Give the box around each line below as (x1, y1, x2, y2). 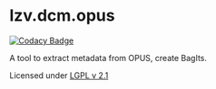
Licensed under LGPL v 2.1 (9, 69, 109, 81)
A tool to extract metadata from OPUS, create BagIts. (9, 52, 207, 63)
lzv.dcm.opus (9, 5, 115, 26)
